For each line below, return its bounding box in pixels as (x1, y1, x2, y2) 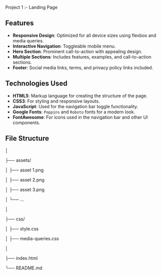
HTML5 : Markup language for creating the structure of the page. (12, 93, 148, 99)
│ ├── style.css (5, 226, 39, 232)
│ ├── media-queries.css (5, 236, 59, 242)
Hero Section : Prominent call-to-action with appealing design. (12, 48, 143, 55)
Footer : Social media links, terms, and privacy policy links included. (12, 64, 153, 70)
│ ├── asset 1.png (5, 167, 44, 173)
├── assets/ (5, 157, 31, 163)
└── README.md (5, 265, 43, 271)
